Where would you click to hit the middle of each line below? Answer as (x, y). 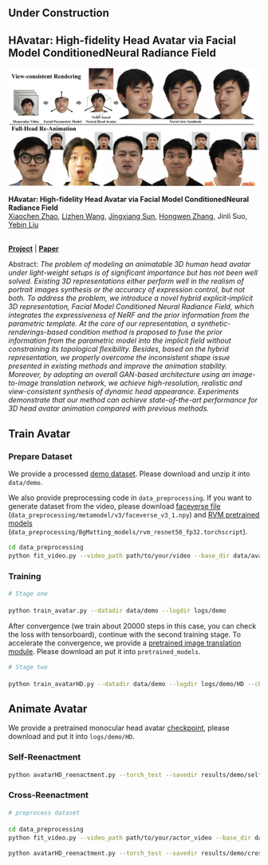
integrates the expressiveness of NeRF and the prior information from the (129, 315)
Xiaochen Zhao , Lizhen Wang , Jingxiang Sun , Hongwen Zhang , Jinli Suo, (128, 216)
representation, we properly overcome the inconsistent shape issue (119, 358)
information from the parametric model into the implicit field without (120, 341)
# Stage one (28, 594)
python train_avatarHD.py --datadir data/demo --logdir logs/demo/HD (126, 684)
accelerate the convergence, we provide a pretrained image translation (125, 643)
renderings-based (38, 332)
